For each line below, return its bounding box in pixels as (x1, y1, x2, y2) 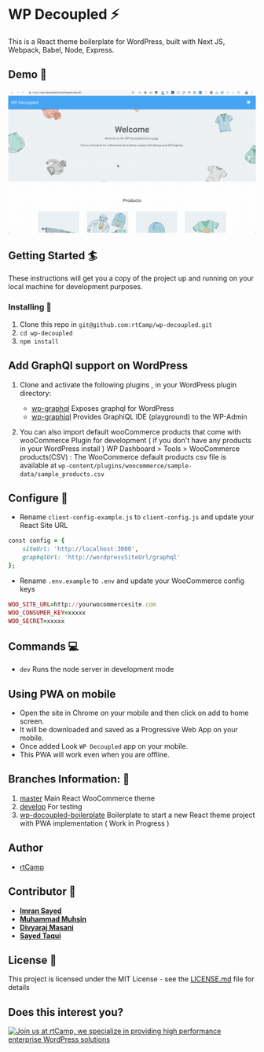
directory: (19, 388, 52, 398)
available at (19, 460, 57, 470)
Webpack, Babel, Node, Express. (8, 45, 115, 54)
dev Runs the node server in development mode (19, 665, 174, 674)
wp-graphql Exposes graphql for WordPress (31, 403, 174, 412)
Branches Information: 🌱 (8, 772, 130, 786)
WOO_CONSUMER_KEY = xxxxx (8, 609, 86, 617)
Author (8, 841, 43, 855)
